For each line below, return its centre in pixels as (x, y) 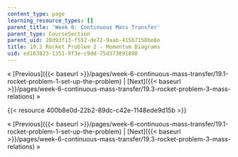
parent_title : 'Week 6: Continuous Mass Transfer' (84, 27)
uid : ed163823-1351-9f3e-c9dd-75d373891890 (73, 54)
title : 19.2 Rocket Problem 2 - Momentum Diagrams (84, 47)
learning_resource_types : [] (50, 21)
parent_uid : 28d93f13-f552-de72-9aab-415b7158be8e (84, 40)
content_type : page (36, 14)
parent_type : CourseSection (49, 34)
